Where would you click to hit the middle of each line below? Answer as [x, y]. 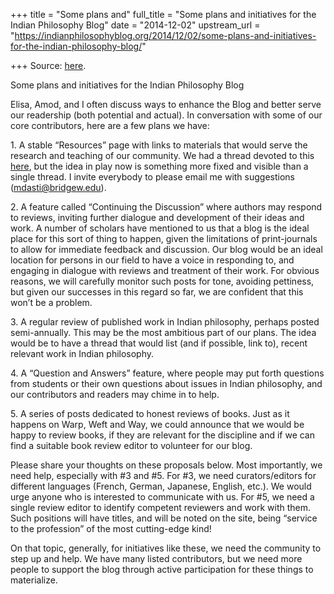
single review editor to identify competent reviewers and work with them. [161, 507]
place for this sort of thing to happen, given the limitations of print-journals [164, 238]
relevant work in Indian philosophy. [82, 353]
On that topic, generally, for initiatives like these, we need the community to [166, 548]
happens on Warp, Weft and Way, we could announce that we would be [157, 424]
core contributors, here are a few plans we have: [110, 125]
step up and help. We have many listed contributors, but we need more [156, 558]
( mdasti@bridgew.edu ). [58, 187]
